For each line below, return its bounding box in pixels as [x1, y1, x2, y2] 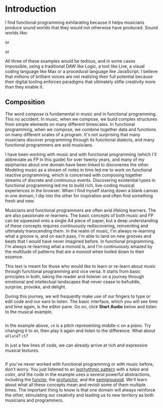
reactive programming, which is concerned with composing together [5, 172, 143, 178]
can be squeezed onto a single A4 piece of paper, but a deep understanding [5, 217, 158, 223]
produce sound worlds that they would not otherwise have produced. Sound [5, 24, 158, 30]
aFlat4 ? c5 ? [5, 333, 28, 338]
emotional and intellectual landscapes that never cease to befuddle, [5, 279, 141, 284]
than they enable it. [5, 84, 44, 89]
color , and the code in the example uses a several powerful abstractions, [5, 371, 151, 377]
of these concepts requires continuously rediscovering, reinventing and [5, 223, 148, 229]
